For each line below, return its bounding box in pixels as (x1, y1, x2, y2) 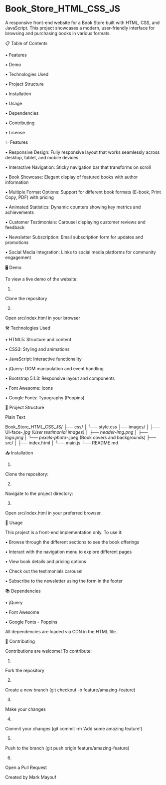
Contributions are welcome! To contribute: (5, 648, 92, 654)
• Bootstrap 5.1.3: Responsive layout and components (5, 375, 115, 381)
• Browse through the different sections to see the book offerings (5, 539, 140, 545)
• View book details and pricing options (5, 558, 86, 564)
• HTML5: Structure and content (5, 336, 71, 342)
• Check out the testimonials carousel (5, 568, 83, 574)
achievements (5, 209, 34, 215)
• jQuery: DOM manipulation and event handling (5, 365, 104, 371)
